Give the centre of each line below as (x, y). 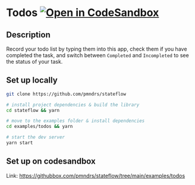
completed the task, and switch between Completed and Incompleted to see (97, 55)
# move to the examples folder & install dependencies (76, 121)
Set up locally (32, 80)
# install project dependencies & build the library (73, 105)
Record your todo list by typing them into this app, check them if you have (97, 49)
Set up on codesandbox (51, 162)
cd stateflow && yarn (33, 110)
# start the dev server (36, 137)
